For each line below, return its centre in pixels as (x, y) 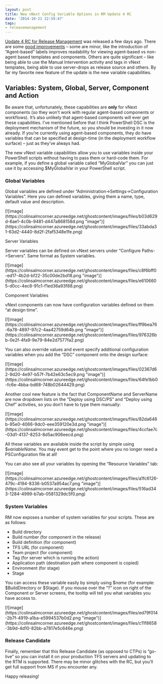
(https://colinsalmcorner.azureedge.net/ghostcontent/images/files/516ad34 (81, 489)
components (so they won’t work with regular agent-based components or (80, 112)
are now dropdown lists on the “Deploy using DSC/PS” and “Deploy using (79, 399)
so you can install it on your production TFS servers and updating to (83, 656)
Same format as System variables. (62, 256)
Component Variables (27, 295)
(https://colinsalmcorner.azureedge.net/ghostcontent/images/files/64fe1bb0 (81, 379)
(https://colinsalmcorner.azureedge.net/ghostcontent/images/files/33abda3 (81, 227)
